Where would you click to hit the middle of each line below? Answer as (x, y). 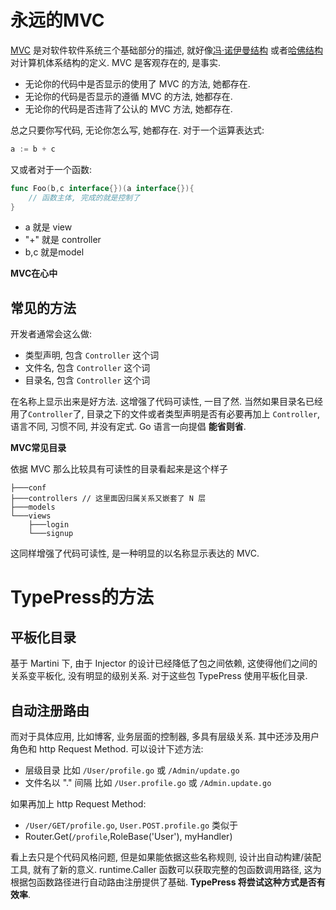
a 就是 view (48, 227)
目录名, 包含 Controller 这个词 (87, 380)
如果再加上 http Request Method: (78, 804)
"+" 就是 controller (63, 240)
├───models (33, 507)
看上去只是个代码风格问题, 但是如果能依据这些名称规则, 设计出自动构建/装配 (166, 857)
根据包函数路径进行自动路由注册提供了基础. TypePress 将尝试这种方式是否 (163, 882)
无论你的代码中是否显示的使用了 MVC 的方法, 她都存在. (137, 83)
